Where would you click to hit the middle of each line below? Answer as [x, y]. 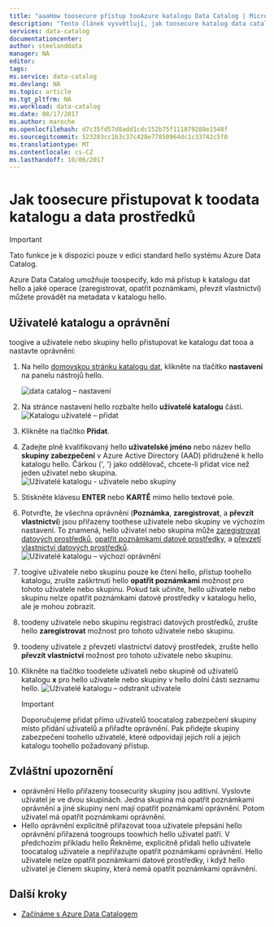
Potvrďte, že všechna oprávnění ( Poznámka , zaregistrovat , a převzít [137, 513]
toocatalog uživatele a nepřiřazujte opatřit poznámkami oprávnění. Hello [142, 851]
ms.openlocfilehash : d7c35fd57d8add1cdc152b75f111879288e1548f [119, 129]
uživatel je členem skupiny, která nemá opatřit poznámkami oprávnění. [139, 868]
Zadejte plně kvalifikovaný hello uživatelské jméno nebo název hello [136, 447]
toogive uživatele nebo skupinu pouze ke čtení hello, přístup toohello [136, 572]
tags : [18, 69]
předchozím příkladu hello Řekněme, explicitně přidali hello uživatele [136, 842]
